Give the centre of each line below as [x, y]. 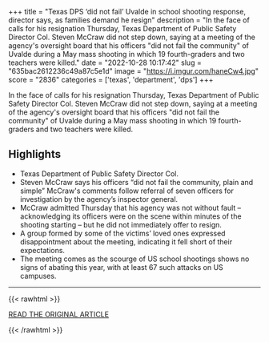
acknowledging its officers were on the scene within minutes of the [130, 216]
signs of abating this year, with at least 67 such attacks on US [122, 267]
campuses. [38, 276]
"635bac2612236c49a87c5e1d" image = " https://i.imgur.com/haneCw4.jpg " [133, 71]
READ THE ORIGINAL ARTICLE [59, 314]
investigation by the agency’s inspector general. [99, 199]
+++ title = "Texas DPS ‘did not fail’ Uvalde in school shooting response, [127, 12]
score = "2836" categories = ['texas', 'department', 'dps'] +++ [111, 80]
